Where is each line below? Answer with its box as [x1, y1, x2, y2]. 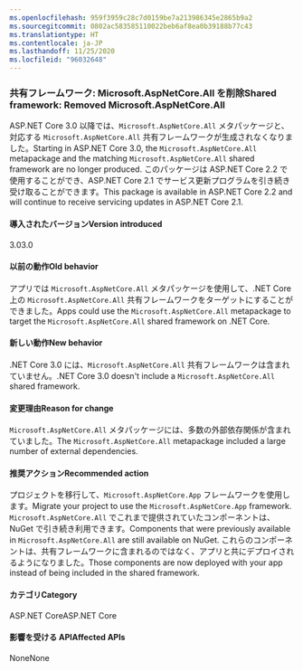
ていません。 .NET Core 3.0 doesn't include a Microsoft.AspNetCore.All [9, 370, 276, 381]
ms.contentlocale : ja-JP [9, 38, 103, 48]
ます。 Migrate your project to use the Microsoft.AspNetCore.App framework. [9, 501, 292, 512]
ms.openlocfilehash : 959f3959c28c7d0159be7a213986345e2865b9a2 [9, 13, 253, 23]
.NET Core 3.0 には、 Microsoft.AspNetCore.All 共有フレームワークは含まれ [9, 359, 290, 370]
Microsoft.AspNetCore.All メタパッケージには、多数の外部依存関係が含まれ [9, 424, 291, 435]
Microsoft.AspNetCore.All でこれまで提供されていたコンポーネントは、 [9, 512, 276, 523]
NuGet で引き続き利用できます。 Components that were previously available [9, 524, 291, 534]
